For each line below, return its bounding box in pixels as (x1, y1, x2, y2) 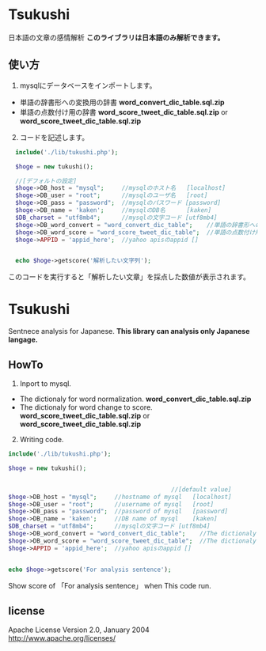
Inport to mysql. (19, 379, 71, 388)
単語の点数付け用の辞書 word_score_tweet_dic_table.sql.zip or (19, 107, 228, 116)
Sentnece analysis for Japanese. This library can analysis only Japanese (8, 327, 250, 336)
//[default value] (171, 485, 232, 494)
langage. (8, 335, 38, 345)
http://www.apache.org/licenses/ (8, 634, 116, 643)
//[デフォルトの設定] (15, 176, 78, 185)
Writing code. (19, 435, 64, 444)
